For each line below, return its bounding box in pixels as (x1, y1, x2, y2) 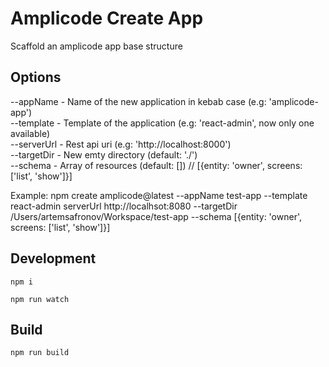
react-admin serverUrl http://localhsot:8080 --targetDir (10, 200, 238, 212)
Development (10, 250, 97, 267)
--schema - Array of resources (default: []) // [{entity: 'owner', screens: (10, 159, 303, 171)
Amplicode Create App (10, 7, 204, 30)
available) (10, 127, 51, 139)
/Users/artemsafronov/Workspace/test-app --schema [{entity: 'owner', (10, 210, 302, 222)
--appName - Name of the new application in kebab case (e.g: (10, 95, 267, 107)
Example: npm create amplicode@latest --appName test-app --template (10, 189, 308, 201)
